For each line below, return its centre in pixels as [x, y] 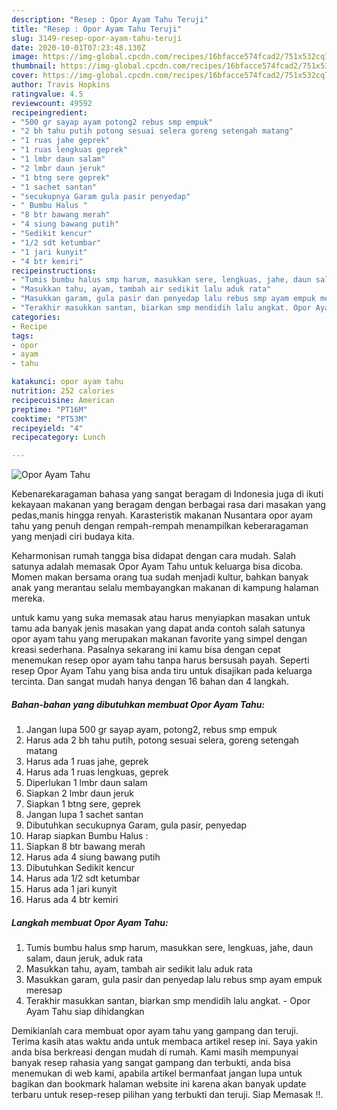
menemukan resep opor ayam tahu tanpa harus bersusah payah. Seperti [160, 660]
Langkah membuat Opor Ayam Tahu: [90, 922]
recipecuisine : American [63, 400]
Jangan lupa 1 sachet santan [84, 815]
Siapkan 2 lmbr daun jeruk [79, 793]
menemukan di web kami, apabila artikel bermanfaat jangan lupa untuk [157, 1073]
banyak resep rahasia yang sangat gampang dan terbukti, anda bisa [151, 1063]
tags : [22, 336]
